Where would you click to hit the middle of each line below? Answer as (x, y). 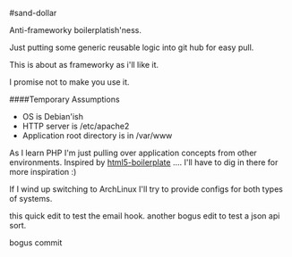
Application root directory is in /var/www (97, 136)
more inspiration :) (43, 172)
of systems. (31, 199)
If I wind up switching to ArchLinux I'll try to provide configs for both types (146, 189)
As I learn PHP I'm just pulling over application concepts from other (133, 153)
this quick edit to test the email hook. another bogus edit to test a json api (145, 216)
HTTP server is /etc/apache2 (76, 126)
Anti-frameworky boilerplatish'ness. (75, 30)
